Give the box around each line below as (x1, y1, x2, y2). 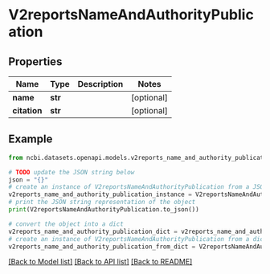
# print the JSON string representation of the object (8, 198, 196, 207)
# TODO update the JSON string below (8, 168, 135, 176)
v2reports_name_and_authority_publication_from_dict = (8, 243, 196, 251)
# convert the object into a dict (8, 219, 125, 228)
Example (8, 133, 53, 146)
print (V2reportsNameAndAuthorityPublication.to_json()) (8, 206, 199, 214)
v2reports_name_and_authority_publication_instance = (8, 190, 193, 198)
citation (12, 105, 43, 116)
